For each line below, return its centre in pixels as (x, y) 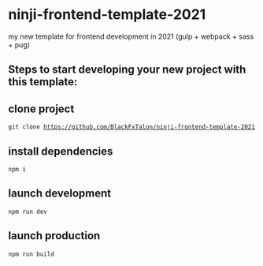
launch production (54, 236)
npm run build (31, 254)
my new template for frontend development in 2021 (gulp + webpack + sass (131, 36)
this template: (43, 82)
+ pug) (19, 44)
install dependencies (61, 151)
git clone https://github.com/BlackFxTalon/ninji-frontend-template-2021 (132, 127)
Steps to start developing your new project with (127, 70)
